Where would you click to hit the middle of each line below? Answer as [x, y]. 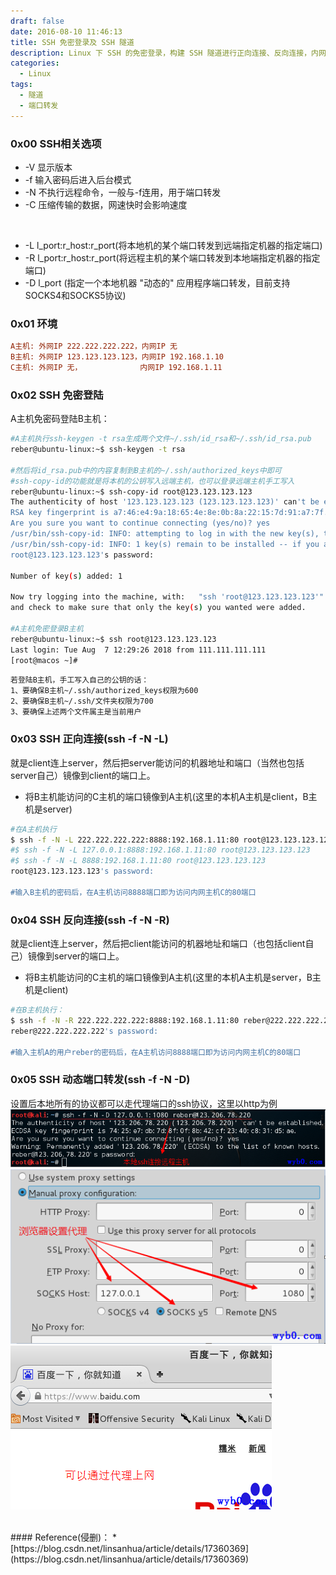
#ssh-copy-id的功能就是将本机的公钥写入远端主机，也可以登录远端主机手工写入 [152, 481]
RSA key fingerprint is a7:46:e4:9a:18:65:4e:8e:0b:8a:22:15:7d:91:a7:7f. [169, 513]
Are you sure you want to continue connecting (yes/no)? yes [140, 523]
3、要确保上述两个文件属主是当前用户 [76, 712]
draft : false [37, 21]
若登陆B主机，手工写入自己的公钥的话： [80, 680]
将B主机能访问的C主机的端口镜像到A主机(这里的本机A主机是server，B [168, 977]
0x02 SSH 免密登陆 [57, 395]
